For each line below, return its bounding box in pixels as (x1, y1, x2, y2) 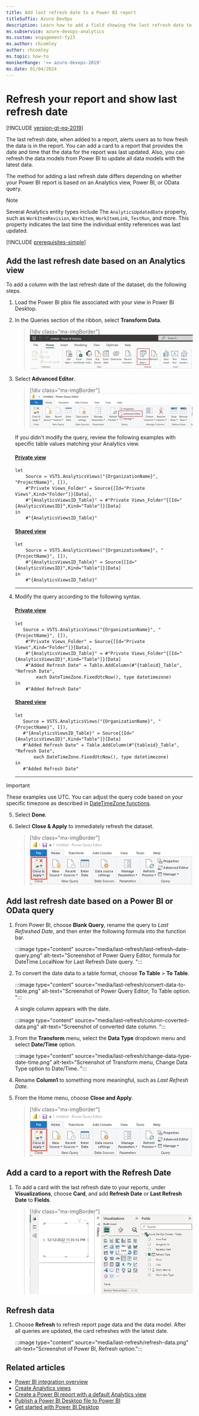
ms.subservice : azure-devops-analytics (6, 28, 105, 34)
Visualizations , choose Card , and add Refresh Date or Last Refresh (14, 1190, 182, 1197)
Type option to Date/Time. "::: (14, 1065, 87, 1072)
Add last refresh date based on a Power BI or (6, 897, 174, 907)
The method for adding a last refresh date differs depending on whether (6, 173, 182, 180)
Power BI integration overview (14, 1378, 88, 1386)
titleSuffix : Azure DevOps (6, 15, 73, 22)
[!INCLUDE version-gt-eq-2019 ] (6, 125, 84, 132)
